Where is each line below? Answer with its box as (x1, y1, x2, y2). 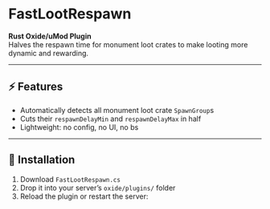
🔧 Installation (8, 153, 76, 167)
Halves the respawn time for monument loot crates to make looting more (8, 39, 248, 49)
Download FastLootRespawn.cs (19, 174, 121, 184)
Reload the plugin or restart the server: (19, 191, 149, 201)
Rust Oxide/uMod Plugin (8, 31, 92, 41)
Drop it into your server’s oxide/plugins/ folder (19, 183, 176, 192)
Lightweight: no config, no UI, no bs (19, 122, 139, 132)
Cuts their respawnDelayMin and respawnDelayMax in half (19, 114, 202, 123)
